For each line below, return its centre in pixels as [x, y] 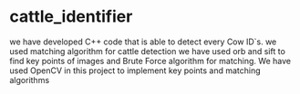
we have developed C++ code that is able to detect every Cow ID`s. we [143, 42]
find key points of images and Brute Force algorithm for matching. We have [150, 61]
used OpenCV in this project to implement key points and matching [135, 70]
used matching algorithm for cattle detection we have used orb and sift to [147, 51]
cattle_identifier [71, 17]
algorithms [30, 80]
